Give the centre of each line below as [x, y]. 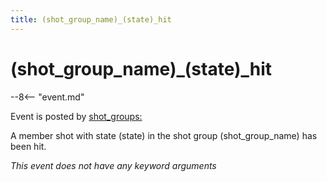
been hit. [28, 146]
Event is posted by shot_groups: [76, 116]
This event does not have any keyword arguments [113, 165]
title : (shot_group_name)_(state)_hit [91, 19]
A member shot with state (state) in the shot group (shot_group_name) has [164, 135]
